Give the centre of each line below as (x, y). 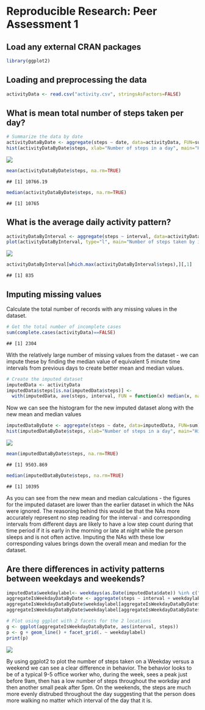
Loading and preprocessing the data (77, 80)
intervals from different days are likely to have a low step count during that (100, 524)
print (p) (17, 638)
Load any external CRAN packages (74, 47)
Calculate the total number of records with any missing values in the (92, 309)
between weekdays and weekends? (76, 579)
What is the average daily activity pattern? (89, 222)
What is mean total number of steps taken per (95, 113)
